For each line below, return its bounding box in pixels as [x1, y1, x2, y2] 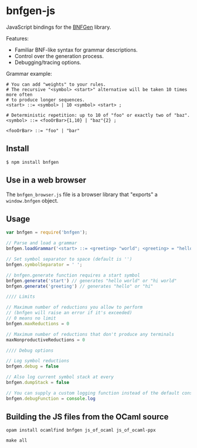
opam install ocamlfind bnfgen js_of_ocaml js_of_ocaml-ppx [6, 427, 157, 433]
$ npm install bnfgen [6, 159, 59, 165]
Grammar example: [6, 70, 52, 77]
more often [6, 92, 33, 97]
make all [6, 437, 28, 444]
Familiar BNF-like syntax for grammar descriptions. [14, 46, 138, 53]
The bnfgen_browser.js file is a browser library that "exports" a [6, 191, 158, 198]
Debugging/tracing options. [14, 59, 81, 66]
